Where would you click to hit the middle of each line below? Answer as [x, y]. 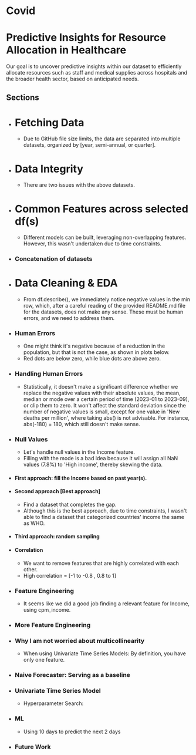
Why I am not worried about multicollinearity [80, 641]
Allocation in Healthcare [66, 50]
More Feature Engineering [53, 625]
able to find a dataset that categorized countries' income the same [104, 517]
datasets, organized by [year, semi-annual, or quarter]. [89, 145]
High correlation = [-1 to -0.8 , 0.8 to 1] [70, 575]
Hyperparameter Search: [53, 703]
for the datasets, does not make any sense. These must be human [103, 312]
